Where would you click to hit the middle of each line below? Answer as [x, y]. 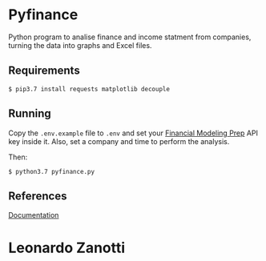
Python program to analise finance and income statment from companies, [130, 37]
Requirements [44, 71]
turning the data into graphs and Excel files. [80, 45]
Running [30, 114]
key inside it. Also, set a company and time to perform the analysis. [119, 141]
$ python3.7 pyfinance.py [51, 171]
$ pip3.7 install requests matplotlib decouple [89, 89]
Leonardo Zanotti [67, 248]
